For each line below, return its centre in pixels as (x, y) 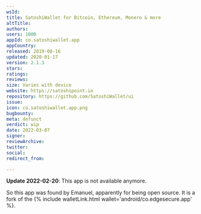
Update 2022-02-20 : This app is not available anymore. (77, 181)
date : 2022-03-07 (28, 130)
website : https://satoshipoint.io (50, 91)
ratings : (17, 74)
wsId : (13, 12)
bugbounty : (20, 113)
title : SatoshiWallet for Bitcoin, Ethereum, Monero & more (84, 18)
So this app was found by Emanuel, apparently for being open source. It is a (101, 193)
